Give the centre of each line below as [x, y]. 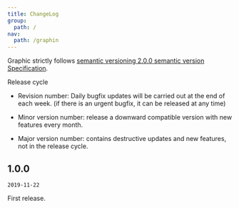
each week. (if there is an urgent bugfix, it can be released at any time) [122, 103]
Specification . [28, 68]
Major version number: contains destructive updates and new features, [122, 139]
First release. [27, 198]
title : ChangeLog [33, 14]
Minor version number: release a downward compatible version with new [125, 118]
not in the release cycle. [53, 146]
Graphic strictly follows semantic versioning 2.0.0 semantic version [106, 61]
